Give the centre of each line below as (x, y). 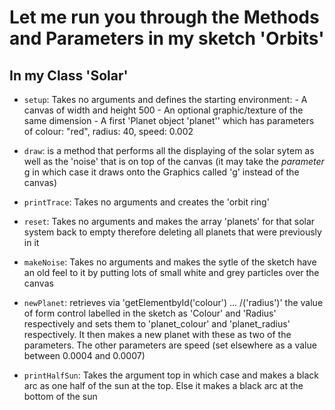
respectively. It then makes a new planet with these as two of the (157, 334)
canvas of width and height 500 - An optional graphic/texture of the (163, 110)
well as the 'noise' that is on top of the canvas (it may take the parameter (174, 161)
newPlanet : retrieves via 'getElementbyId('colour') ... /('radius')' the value (173, 302)
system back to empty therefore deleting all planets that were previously (172, 232)
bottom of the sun (60, 396)
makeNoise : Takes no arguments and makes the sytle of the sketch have (170, 262)
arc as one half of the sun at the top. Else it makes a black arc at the (163, 385)
